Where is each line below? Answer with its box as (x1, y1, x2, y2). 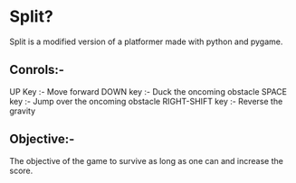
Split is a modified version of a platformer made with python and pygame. (9, 36, 283, 47)
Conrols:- (9, 62, 65, 78)
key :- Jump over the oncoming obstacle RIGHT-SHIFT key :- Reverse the (9, 96, 283, 106)
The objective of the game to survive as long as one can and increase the (9, 155, 283, 166)
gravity (9, 105, 36, 116)
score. (9, 165, 33, 176)
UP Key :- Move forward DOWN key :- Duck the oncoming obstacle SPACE (9, 86, 288, 96)
